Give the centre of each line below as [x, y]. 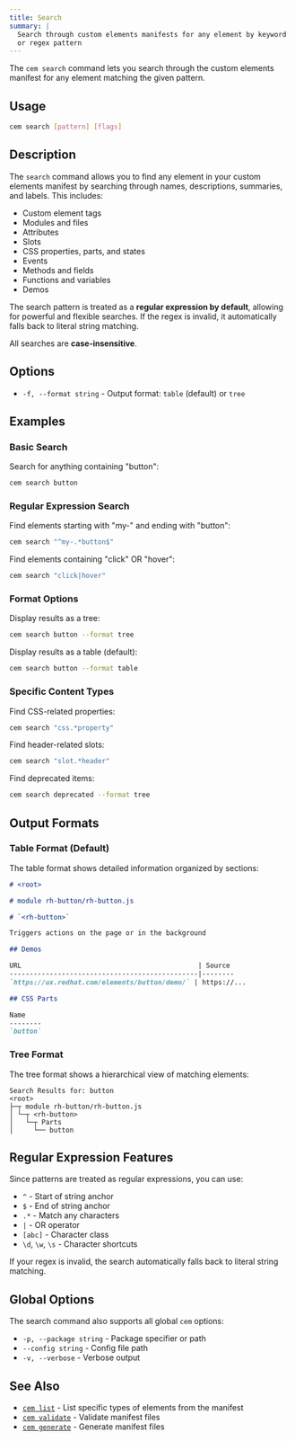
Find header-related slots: [57, 745]
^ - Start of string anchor [68, 1196]
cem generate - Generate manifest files [93, 1427]
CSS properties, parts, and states [84, 251]
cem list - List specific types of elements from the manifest [133, 1408]
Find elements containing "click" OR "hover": [92, 559]
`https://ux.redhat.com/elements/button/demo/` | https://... [128, 982]
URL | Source [120, 966]
